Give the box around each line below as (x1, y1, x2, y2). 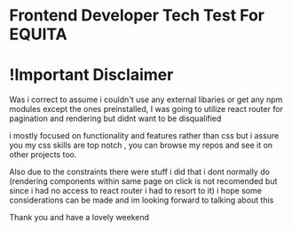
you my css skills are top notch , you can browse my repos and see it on (9, 139, 273, 151)
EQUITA (9, 24, 68, 44)
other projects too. (9, 149, 77, 160)
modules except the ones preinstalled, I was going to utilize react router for (9, 104, 284, 115)
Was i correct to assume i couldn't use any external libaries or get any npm (9, 94, 283, 105)
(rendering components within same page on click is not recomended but (9, 176, 278, 187)
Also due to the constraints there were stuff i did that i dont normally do (9, 166, 271, 178)
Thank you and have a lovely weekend (9, 212, 149, 223)
